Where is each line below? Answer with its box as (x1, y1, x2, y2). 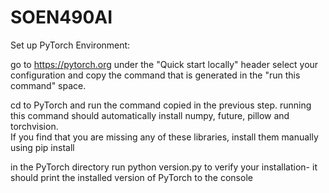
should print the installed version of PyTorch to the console (10, 171, 253, 183)
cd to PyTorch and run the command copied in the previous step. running (10, 99, 312, 111)
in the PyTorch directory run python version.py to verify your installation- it (10, 161, 318, 173)
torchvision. (10, 120, 59, 132)
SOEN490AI (10, 6, 113, 29)
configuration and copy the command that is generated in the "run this (10, 69, 301, 81)
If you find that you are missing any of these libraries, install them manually (10, 131, 319, 143)
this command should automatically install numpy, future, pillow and (10, 109, 290, 121)
